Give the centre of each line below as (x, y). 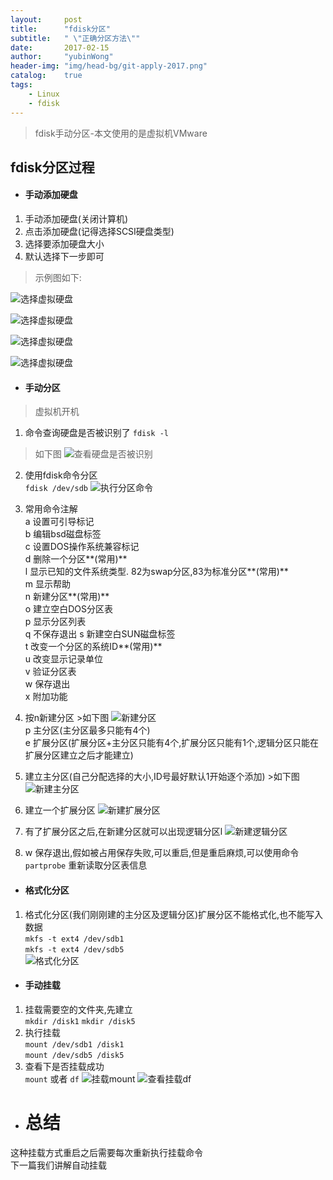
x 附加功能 (46, 697)
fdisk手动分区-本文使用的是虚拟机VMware (121, 133)
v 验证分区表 (50, 672)
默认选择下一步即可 (64, 257)
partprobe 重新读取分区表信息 (86, 865)
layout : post (46, 19)
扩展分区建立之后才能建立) (79, 755)
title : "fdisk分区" (60, 29)
